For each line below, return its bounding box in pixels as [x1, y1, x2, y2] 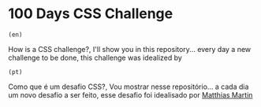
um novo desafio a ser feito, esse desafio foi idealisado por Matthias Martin [8, 90, 253, 99]
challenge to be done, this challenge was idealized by [8, 53, 183, 62]
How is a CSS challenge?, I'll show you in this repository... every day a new [8, 44, 252, 53]
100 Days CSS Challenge [8, 5, 173, 23]
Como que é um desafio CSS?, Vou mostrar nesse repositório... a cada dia [8, 82, 249, 91]
